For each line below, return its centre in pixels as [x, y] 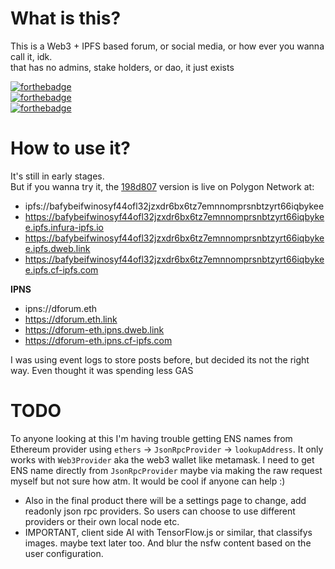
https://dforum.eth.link [71, 319]
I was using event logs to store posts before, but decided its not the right [160, 359]
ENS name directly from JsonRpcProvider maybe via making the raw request [166, 470]
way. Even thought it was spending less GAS [102, 370]
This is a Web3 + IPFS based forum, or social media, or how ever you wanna [167, 46]
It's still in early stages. [57, 176]
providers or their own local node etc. [102, 521]
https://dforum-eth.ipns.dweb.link [94, 329]
